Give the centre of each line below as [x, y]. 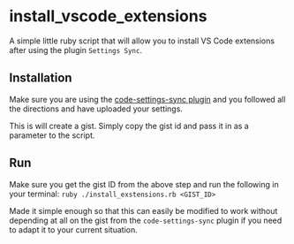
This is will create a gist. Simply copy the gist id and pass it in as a [129, 126]
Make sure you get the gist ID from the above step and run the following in [144, 184]
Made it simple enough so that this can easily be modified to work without [143, 210]
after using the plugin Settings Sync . [76, 50]
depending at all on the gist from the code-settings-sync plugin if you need [146, 220]
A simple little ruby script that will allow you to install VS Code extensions [142, 41]
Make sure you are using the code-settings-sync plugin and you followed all [147, 99]
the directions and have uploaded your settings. [96, 109]
